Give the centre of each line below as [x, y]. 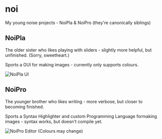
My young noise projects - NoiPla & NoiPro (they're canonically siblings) [78, 23]
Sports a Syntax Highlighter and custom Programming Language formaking [81, 116]
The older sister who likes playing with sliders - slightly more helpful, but [79, 50]
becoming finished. [25, 107]
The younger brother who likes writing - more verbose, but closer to [74, 101]
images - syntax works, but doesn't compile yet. [54, 121]
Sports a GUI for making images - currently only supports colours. [72, 64]
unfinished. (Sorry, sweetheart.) [37, 55]
